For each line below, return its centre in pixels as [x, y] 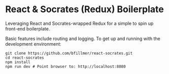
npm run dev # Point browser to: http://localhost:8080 [65, 66]
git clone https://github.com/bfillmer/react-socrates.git [69, 53]
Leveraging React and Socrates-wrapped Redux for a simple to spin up [79, 23]
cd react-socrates [25, 58]
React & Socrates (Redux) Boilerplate [84, 9]
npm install [18, 62]
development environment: [33, 44]
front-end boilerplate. [28, 28]
